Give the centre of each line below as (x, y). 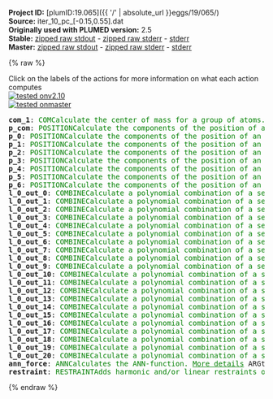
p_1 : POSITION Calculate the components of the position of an (135, 144)
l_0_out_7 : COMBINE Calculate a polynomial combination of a (131, 250)
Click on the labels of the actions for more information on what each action (133, 78)
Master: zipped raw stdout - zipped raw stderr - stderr (100, 47)
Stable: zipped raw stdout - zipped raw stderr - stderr (99, 38)
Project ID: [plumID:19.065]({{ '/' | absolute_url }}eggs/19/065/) (114, 13)
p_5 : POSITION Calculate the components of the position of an (135, 177)
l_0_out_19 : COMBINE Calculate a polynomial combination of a (133, 347)
